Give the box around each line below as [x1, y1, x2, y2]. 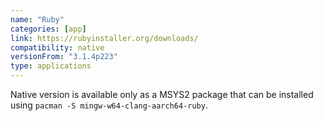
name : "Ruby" [10, 14, 65, 25]
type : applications [10, 61, 92, 71]
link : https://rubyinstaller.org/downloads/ [10, 33, 199, 43]
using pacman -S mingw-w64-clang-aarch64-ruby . [10, 99, 208, 111]
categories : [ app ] [10, 24, 87, 34]
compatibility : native [10, 42, 105, 53]
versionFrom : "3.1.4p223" [10, 52, 118, 62]
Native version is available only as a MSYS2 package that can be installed [10, 89, 314, 100]
